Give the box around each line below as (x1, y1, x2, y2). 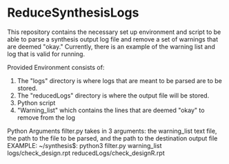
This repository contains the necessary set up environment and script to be (7, 28, 221, 36)
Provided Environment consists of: (7, 63, 105, 71)
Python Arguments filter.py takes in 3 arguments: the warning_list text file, (7, 127, 217, 135)
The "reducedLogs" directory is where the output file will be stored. (17, 91, 210, 100)
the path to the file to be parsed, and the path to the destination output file (7, 134, 218, 143)
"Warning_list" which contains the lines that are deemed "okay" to (17, 106, 205, 114)
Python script (17, 98, 56, 107)
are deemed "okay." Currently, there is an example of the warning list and (7, 42, 215, 51)
